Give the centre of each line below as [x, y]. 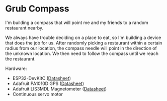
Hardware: [16, 68]
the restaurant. [21, 58]
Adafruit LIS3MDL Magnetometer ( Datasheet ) [60, 88]
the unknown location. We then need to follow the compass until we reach [82, 53]
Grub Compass [37, 9]
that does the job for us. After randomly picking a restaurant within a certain [84, 42]
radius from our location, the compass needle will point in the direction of [81, 48]
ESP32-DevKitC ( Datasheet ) [42, 78]
